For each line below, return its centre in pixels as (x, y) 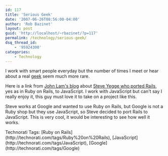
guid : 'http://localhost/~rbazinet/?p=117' (52, 33)
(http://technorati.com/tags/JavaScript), (47, 143)
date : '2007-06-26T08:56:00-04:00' (43, 19)
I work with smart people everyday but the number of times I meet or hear (82, 71)
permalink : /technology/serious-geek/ (46, 38)
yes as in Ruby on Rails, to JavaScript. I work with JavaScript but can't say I (84, 92)
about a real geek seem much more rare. (47, 76)
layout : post (19, 29)
